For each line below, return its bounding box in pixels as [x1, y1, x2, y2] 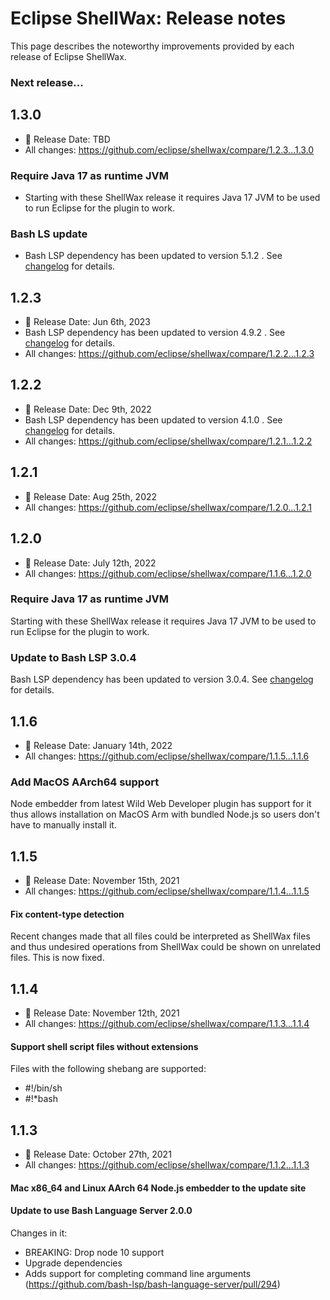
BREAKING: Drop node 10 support [24, 1246, 165, 1258]
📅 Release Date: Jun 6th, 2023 [24, 316, 152, 328]
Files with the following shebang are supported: [10, 1063, 207, 1075]
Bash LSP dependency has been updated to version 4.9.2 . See [24, 327, 286, 339]
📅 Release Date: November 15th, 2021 [24, 875, 180, 887]
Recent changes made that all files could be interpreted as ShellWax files [10, 930, 311, 942]
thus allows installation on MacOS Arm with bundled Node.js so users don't [10, 808, 320, 821]
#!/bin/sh [24, 1082, 63, 1094]
